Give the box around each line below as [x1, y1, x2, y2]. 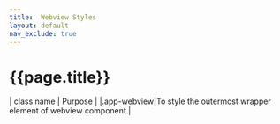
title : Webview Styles [9, 12, 97, 22]
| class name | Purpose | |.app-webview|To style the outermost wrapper [9, 96, 271, 106]
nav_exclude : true [9, 29, 77, 38]
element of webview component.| [9, 106, 132, 116]
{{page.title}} [9, 67, 110, 87]
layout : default [9, 21, 69, 30]
